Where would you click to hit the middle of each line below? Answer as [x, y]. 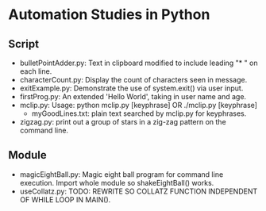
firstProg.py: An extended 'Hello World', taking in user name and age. [133, 96]
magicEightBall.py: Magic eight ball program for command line [121, 174]
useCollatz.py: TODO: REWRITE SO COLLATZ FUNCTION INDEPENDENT [139, 191]
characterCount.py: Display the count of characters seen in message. [133, 80]
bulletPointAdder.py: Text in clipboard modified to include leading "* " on [139, 63]
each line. [36, 71]
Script [24, 44]
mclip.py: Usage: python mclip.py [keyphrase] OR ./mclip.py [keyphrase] [139, 105]
